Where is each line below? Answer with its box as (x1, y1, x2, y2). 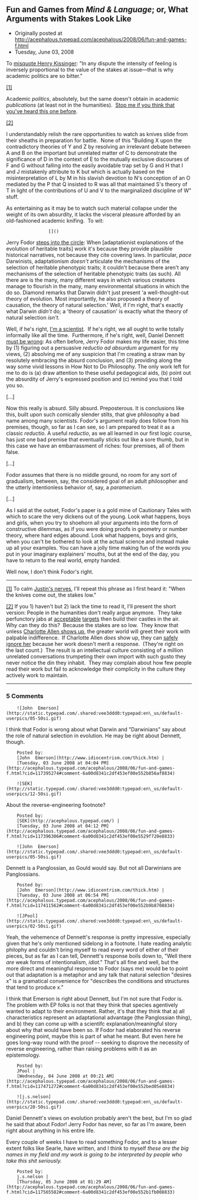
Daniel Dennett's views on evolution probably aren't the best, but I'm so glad (6, 1115, 192, 1122)
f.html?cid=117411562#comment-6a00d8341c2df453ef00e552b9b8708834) (6, 903, 176, 909)
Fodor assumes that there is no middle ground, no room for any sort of (6, 471, 177, 478)
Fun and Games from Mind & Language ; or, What (6, 5, 189, 15)
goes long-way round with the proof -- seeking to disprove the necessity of (6, 1039, 190, 1046)
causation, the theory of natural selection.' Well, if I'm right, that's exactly (6, 301, 184, 308)
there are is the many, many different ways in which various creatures (6, 276, 176, 283)
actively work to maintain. (6, 671, 69, 678)
